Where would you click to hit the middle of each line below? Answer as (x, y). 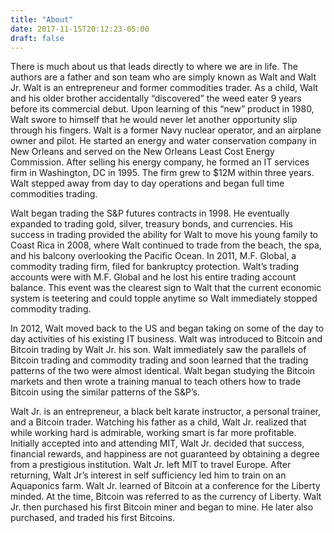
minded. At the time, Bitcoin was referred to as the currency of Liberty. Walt (166, 497)
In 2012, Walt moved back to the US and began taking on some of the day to (167, 328)
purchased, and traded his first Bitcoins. (92, 518)
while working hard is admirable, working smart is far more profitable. (153, 433)
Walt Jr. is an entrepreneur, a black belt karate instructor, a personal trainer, (165, 412)
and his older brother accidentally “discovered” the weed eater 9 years (156, 98)
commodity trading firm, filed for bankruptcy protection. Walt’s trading (155, 267)
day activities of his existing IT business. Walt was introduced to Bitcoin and (166, 339)
